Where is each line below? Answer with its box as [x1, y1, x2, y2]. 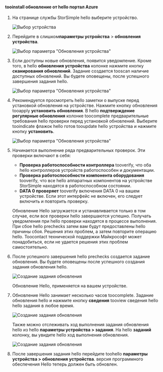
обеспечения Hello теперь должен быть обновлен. [12, 361, 118, 367]
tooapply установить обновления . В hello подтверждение [12, 108, 135, 114]
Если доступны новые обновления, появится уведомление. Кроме [12, 58, 152, 63]
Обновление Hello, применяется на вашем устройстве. [12, 283, 128, 289]
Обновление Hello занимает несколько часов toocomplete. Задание [12, 292, 154, 298]
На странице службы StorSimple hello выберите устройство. [12, 15, 138, 21]
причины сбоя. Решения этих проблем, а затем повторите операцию [12, 228, 157, 234]
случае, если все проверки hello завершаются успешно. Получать [12, 213, 151, 219]
